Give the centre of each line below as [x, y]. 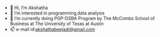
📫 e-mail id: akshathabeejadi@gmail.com [52, 29]
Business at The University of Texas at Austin [57, 23]
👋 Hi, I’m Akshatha [29, 8]
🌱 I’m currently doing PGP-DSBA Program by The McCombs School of [82, 18]
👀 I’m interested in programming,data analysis [57, 13]
